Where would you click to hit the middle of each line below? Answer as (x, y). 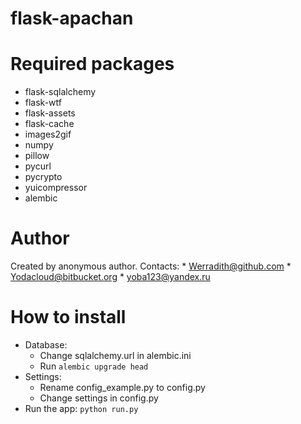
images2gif (48, 134)
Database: (46, 345)
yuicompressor (56, 188)
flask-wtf (43, 103)
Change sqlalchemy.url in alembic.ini (115, 355)
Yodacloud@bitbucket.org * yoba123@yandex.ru (110, 277)
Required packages (92, 64)
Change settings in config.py (99, 398)
